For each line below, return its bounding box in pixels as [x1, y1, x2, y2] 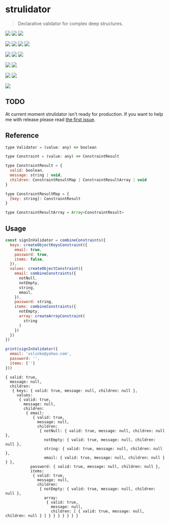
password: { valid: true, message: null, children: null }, [30, 464, 160, 469]
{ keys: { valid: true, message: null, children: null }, [12, 388, 138, 393]
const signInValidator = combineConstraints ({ [5, 238, 106, 243]
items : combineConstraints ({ [14, 304, 76, 309]
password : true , [14, 252, 49, 257]
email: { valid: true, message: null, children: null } [44, 455, 165, 460]
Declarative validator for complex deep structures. [17, 20, 123, 27]
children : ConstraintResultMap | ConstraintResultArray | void [10, 177, 147, 182]
